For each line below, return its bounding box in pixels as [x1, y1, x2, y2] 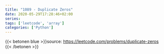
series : [5, 16, 21, 21]
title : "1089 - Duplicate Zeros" [5, 7, 73, 12]
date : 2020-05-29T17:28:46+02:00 [5, 12, 73, 17]
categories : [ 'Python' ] [5, 25, 54, 30]
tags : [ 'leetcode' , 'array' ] [5, 20, 64, 26]
